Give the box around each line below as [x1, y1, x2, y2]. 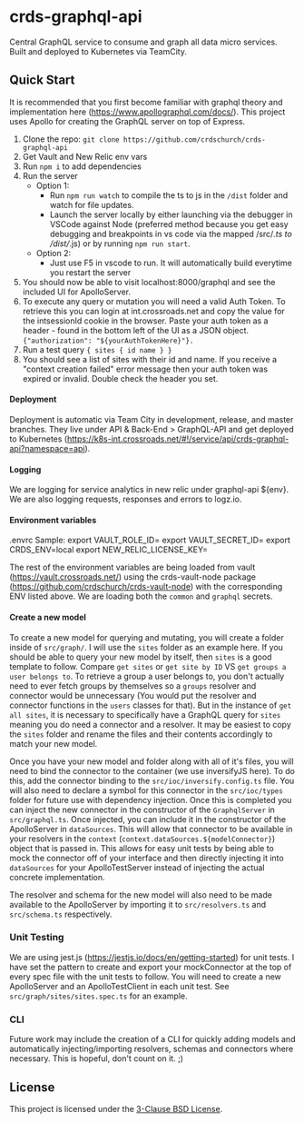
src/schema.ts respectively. [9, 909, 113, 919]
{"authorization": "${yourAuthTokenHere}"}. [22, 336, 194, 345]
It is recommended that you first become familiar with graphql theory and [9, 96, 283, 107]
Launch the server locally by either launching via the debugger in [49, 209, 293, 220]
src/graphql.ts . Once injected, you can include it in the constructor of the [9, 813, 287, 824]
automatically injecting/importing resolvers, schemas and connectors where [9, 1043, 294, 1055]
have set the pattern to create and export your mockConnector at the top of [9, 961, 292, 972]
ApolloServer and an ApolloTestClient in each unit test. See [9, 980, 230, 991]
